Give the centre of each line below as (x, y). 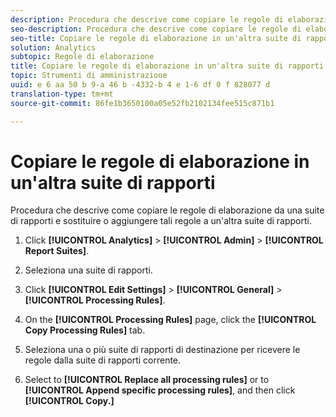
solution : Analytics (53, 47)
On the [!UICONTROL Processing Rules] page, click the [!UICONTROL (170, 320)
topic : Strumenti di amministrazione (89, 76)
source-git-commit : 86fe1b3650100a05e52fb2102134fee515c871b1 (142, 103)
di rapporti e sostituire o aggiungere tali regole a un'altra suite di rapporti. (161, 221)
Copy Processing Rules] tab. (85, 330)
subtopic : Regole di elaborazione (82, 57)
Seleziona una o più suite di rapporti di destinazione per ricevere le (162, 350)
